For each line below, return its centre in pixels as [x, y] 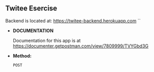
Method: [22, 56]
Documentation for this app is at [47, 40]
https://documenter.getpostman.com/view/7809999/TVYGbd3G [81, 46]
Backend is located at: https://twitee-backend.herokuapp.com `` [73, 20]
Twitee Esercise [31, 8]
